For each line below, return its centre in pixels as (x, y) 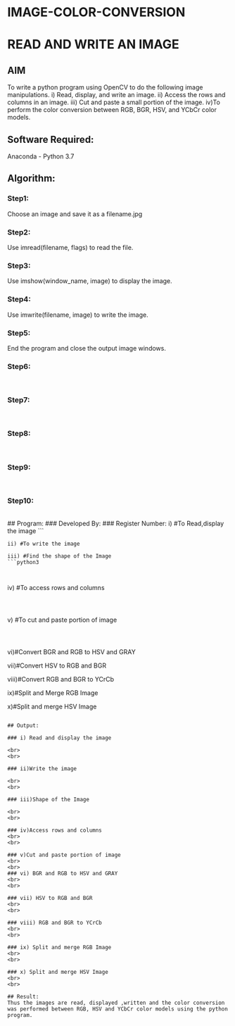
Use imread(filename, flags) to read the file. (70, 247)
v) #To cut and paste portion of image (62, 620)
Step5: (19, 333)
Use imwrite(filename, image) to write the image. (78, 315)
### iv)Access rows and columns (55, 831)
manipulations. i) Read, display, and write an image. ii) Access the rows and (116, 95)
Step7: (19, 400)
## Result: (23, 997)
